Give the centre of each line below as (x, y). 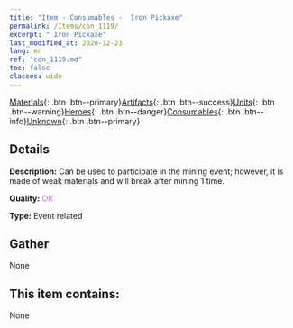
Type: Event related (46, 215)
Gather (29, 244)
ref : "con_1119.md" (46, 59)
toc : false (30, 68)
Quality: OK (32, 198)
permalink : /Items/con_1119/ (64, 26)
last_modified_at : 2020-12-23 (66, 43)
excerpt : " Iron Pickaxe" (58, 34)
